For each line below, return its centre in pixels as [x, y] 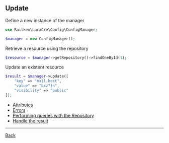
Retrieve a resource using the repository [47, 48]
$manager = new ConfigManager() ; [40, 39]
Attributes [23, 105]
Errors [19, 110]
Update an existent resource [35, 67]
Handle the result [30, 121]
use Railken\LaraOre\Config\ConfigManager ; [52, 30]
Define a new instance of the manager [45, 20]
